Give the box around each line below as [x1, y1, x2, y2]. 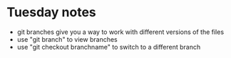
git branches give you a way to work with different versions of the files [16, 28, 225, 36]
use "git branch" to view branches [16, 35, 118, 43]
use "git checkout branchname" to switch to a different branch [16, 42, 201, 51]
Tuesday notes [6, 4, 97, 21]
